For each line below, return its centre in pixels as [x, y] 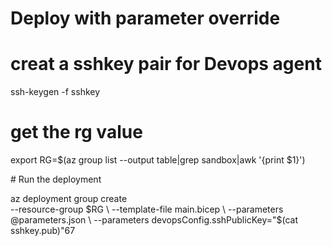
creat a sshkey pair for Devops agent [166, 64]
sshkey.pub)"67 [43, 231]
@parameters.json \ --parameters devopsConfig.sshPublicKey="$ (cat [154, 220]
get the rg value [76, 132]
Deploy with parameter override [145, 18]
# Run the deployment [56, 179]
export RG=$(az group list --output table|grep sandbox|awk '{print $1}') [158, 160]
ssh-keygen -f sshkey [55, 92]
